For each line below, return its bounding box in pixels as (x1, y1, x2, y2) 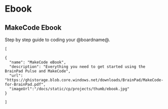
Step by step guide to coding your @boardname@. (5, 37, 110, 43)
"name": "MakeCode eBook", (9, 60, 66, 65)
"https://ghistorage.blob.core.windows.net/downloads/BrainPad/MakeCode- (5, 78, 164, 83)
